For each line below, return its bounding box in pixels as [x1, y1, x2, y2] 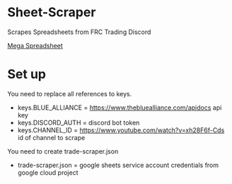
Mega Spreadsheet [7, 41, 64, 50]
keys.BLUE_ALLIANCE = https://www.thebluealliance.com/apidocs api [17, 103, 222, 112]
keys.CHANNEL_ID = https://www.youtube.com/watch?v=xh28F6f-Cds [17, 125, 225, 134]
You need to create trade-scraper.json [7, 146, 119, 156]
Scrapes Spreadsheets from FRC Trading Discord [7, 28, 151, 36]
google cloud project [17, 168, 79, 177]
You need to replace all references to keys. [7, 89, 132, 98]
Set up [7, 67, 46, 82]
